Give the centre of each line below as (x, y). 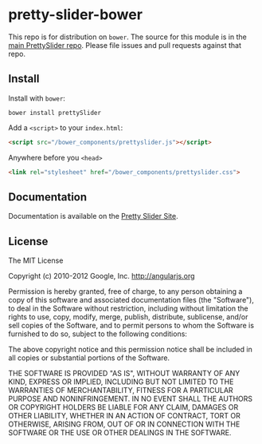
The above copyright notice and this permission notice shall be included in (130, 350)
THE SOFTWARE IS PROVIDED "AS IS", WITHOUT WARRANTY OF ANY (124, 374)
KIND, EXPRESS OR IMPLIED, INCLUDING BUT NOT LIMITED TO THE (121, 382)
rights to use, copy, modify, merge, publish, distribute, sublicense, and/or (128, 317)
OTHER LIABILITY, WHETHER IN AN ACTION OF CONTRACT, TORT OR (124, 416)
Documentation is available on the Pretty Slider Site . (93, 216)
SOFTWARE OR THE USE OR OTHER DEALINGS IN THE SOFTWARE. (120, 433)
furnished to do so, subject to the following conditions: (98, 334)
